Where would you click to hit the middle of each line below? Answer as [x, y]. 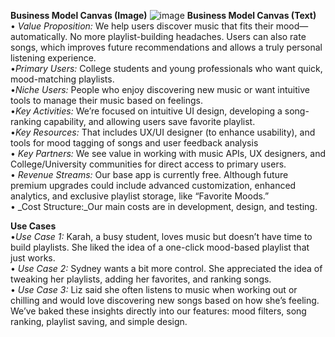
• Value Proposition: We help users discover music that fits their [142, 26]
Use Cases [33, 226]
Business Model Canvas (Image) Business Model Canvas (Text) [163, 15]
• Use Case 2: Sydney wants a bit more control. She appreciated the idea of [166, 268]
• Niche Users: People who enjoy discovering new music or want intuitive [160, 89]
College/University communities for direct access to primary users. [148, 164]
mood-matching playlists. [62, 79]
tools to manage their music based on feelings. [106, 100]
